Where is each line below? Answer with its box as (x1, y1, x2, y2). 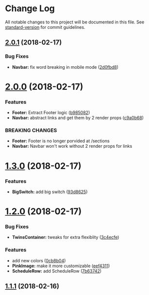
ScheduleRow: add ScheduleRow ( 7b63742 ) (12, 268, 102, 274)
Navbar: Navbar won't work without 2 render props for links (12, 143, 132, 149)
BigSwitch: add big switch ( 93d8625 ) (12, 189, 88, 195)
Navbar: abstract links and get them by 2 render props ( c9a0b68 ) (12, 115, 144, 121)
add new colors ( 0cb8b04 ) (12, 257, 66, 263)
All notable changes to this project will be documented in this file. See (5, 19, 145, 25)
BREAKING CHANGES (5, 127, 57, 134)
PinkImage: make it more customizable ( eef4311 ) (12, 263, 110, 269)
